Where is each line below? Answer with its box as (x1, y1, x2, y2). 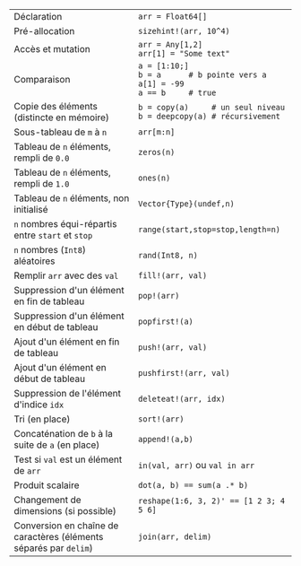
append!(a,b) (138, 434, 194, 444)
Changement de (13, 493, 82, 506)
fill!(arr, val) (138, 271, 208, 281)
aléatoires (13, 255, 56, 267)
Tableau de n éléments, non (13, 192, 130, 205)
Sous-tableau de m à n (13, 126, 107, 138)
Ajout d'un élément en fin (13, 335, 120, 348)
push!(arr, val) (138, 343, 208, 353)
